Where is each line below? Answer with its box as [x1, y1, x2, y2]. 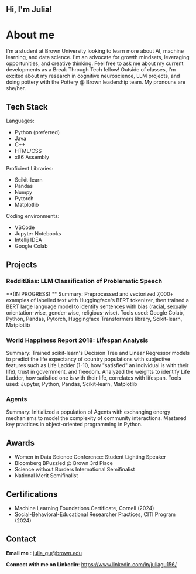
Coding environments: [6, 213, 60, 220]
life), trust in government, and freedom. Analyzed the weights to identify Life [6, 368, 190, 375]
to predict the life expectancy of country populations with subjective [6, 356, 171, 363]
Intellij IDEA [14, 237, 42, 244]
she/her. [6, 85, 26, 92]
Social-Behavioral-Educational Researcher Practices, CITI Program [14, 511, 176, 518]
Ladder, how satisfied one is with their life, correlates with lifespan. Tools [6, 374, 181, 381]
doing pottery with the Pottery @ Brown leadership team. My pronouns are [6, 78, 186, 86]
